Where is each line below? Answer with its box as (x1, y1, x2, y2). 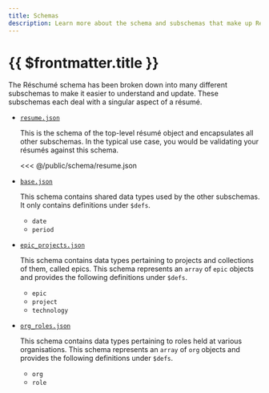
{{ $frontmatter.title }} (8, 54, 159, 72)
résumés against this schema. (19, 145, 118, 155)
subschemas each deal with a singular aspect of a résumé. (8, 97, 203, 107)
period (31, 226, 54, 234)
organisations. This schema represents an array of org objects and (19, 345, 240, 355)
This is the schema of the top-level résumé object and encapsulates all (19, 128, 254, 138)
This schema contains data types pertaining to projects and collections (19, 256, 255, 265)
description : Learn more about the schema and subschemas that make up (8, 19, 252, 27)
